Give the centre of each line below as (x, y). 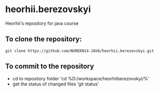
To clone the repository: (44, 39)
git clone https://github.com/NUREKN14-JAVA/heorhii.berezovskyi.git (80, 51)
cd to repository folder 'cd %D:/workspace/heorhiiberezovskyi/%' (81, 78)
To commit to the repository (50, 66)
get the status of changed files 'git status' (56, 84)
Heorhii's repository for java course (42, 23)
